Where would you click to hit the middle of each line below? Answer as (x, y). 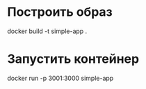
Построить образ (60, 12)
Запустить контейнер (73, 59)
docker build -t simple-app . (47, 31)
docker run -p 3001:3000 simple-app (60, 78)
